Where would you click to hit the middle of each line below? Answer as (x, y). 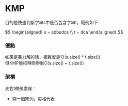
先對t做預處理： (21, 88)
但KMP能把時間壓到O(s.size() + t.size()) (45, 63)
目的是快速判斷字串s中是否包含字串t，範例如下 (51, 22)
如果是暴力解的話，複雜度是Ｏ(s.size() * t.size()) (53, 57)
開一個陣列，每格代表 (33, 98)
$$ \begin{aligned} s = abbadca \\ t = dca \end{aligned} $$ (64, 32)
